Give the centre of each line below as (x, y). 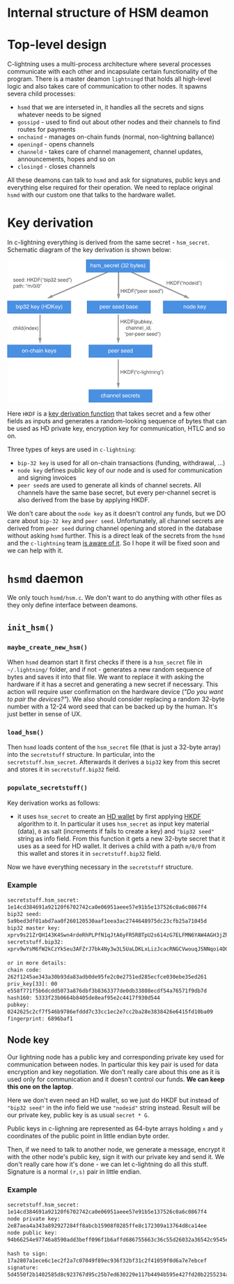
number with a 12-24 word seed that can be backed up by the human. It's (112, 707)
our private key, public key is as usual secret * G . (78, 1115)
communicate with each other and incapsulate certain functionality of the (112, 72)
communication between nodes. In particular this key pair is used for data (113, 1064)
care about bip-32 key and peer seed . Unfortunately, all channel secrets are (116, 520)
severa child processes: (41, 94)
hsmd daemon (45, 579)
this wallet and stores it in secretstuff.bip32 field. (89, 853)
